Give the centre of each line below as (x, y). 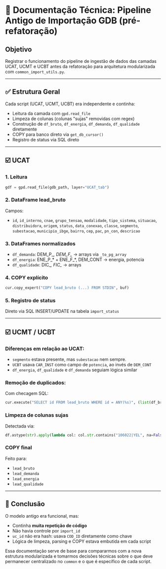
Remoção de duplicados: (36, 383)
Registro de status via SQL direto (46, 139)
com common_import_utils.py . (35, 72)
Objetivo (19, 49)
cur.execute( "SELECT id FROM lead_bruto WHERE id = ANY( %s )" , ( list (77, 402)
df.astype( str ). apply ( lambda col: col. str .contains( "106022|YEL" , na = (79, 435)
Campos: (14, 211)
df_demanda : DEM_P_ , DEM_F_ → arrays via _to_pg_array (69, 254)
